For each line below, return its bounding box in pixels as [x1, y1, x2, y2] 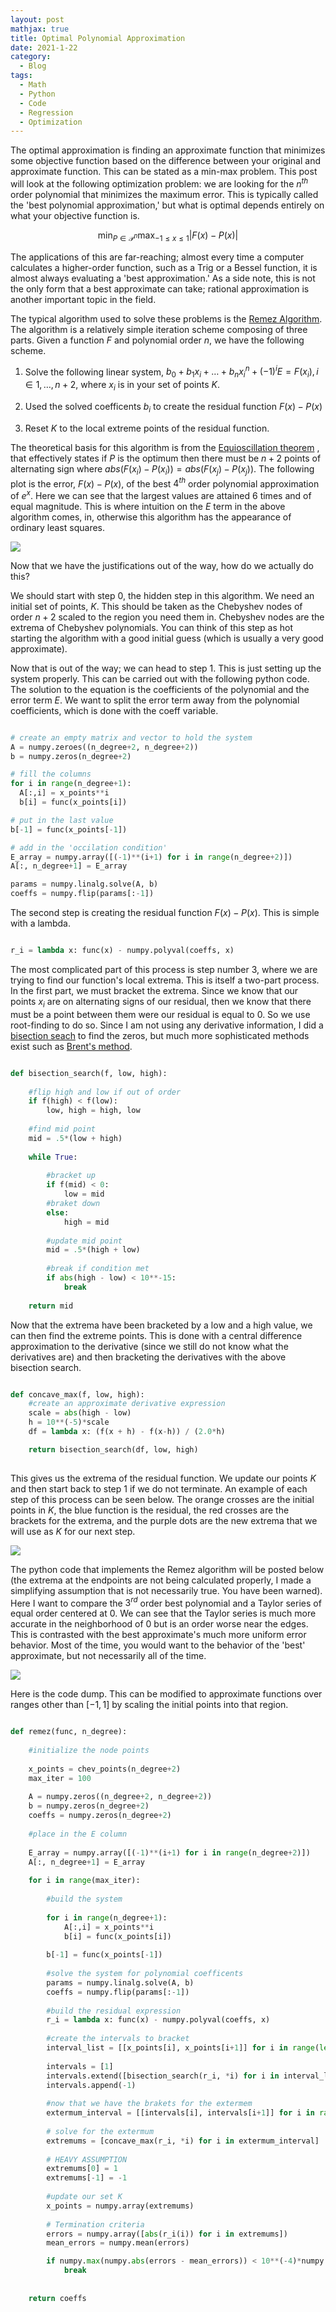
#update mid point [46, 1236, 123, 1246]
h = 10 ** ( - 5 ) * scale [28, 1417, 110, 1428]
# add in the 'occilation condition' [10, 842, 168, 853]
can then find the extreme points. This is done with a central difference [10, 1329, 303, 1341]
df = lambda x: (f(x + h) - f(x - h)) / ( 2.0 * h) [28, 1427, 226, 1437]
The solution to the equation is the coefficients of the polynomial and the [10, 683, 310, 695]
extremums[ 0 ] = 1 [46, 2164, 118, 2174]
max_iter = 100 [28, 1773, 92, 1783]
